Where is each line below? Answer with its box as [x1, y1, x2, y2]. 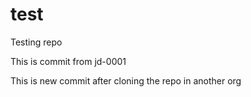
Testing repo [10, 36, 63, 48]
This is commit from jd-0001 [10, 55, 127, 67]
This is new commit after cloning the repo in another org [10, 74, 242, 87]
